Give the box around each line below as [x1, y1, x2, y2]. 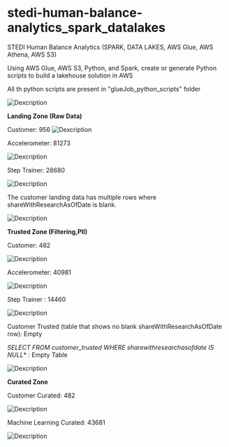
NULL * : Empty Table [7, 351, 68, 359]
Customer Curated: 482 [7, 391, 75, 400]
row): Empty [7, 330, 43, 338]
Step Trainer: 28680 [7, 166, 65, 174]
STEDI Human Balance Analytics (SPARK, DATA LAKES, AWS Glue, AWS [7, 43, 214, 51]
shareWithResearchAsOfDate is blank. [7, 200, 117, 209]
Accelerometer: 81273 [7, 138, 71, 147]
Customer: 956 [7, 125, 51, 133]
